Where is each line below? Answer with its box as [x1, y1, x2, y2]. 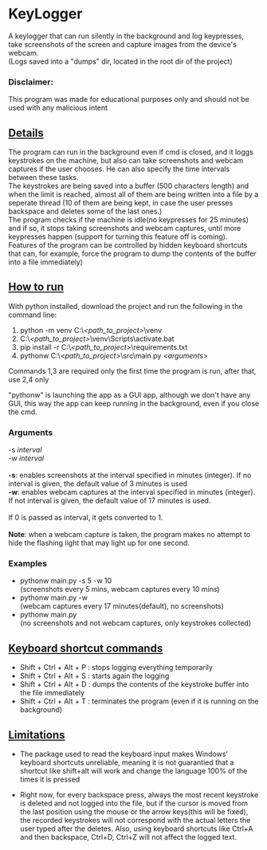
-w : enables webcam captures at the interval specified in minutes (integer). [8, 488, 256, 497]
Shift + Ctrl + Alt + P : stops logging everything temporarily [19, 663, 214, 672]
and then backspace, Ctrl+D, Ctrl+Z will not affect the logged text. [19, 832, 238, 842]
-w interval [8, 453, 45, 463]
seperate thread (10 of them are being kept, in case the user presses [8, 198, 234, 208]
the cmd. [8, 407, 37, 417]
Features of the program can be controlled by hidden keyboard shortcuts [8, 241, 248, 250]
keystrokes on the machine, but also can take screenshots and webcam [8, 156, 244, 166]
